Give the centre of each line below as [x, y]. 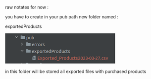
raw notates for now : [27, 7]
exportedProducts [24, 26]
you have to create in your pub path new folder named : [62, 17]
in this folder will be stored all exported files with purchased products [76, 71]
